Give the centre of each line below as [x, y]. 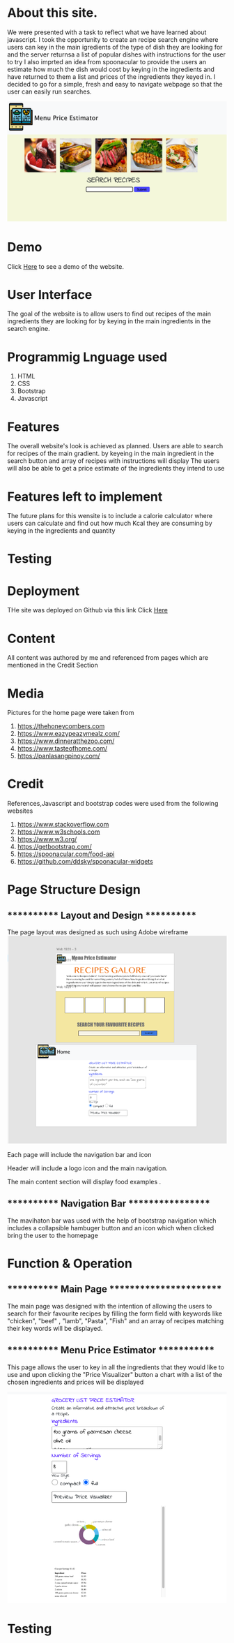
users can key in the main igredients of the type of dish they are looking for [115, 47]
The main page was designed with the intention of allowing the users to [110, 1306]
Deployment [44, 591]
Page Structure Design [74, 890]
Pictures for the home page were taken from [71, 713]
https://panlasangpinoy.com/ [58, 756]
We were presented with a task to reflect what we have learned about [107, 32]
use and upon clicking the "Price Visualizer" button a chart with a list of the [115, 1374]
